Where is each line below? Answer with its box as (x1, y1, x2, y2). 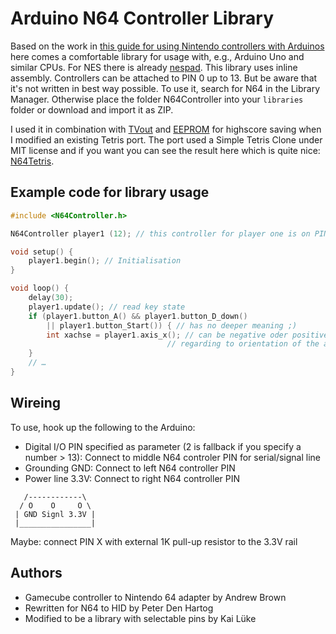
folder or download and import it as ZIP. (10, 103, 174, 116)
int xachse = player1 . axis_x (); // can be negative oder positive (46, 330, 329, 340)
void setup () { (10, 247, 74, 257)
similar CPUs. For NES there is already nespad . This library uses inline (10, 61, 298, 73)
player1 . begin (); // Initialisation (28, 256, 182, 266)
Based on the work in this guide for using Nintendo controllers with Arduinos (10, 40, 325, 52)
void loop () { (10, 283, 70, 294)
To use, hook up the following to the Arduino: (10, 421, 196, 433)
